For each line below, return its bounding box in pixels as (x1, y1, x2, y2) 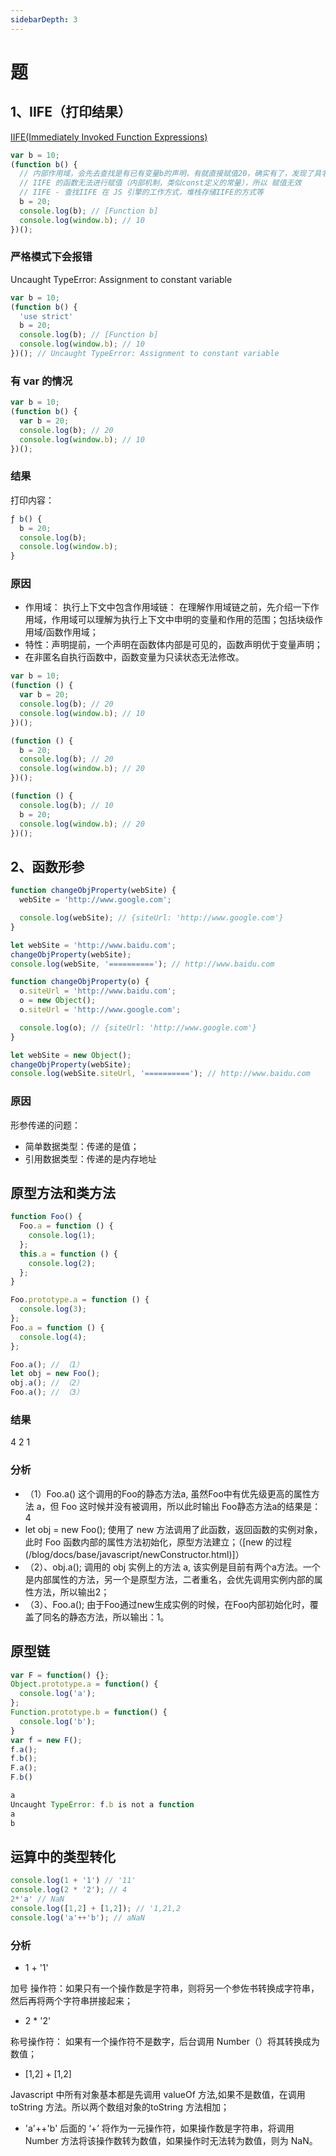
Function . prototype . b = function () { (10, 1707, 168, 1718)
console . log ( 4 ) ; (19, 1332, 87, 1342)
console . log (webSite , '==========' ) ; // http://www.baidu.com (10, 959, 275, 969)
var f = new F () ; (10, 1735, 83, 1745)
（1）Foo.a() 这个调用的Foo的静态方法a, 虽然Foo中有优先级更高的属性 (24, 1487, 312, 1500)
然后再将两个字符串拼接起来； (10, 1995, 133, 2006)
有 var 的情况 (10, 374, 73, 388)
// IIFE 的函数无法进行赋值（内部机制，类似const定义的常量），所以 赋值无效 (19, 178, 302, 188)
